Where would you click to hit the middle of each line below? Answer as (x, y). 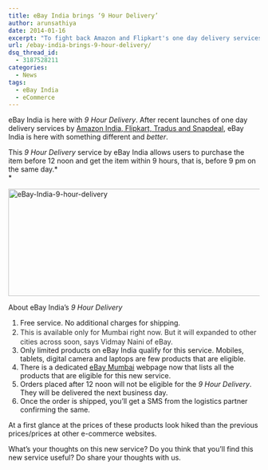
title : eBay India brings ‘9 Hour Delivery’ (83, 16)
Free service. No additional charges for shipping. (100, 323)
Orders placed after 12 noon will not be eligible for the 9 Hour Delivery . (136, 385)
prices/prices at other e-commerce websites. (83, 434)
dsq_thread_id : (33, 53)
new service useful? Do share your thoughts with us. (95, 458)
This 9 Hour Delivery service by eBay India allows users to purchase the (126, 152)
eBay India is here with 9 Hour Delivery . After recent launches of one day (128, 120)
